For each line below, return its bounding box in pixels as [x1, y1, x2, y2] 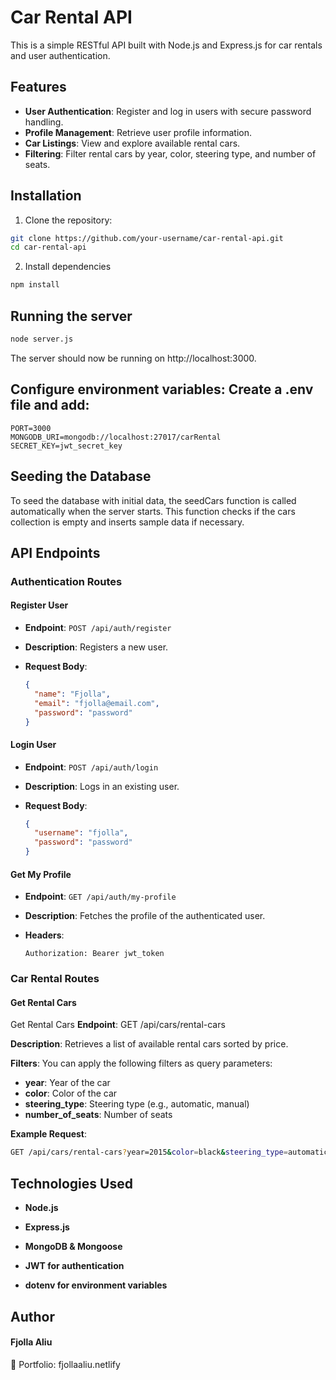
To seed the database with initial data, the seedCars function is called [10, 494, 297, 506]
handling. [24, 116, 64, 128]
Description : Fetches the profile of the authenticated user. [24, 910, 266, 922]
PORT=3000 [10, 423, 52, 433]
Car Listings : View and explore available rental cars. [24, 137, 241, 149]
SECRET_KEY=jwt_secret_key [10, 441, 123, 451]
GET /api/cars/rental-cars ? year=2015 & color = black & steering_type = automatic [10, 1147, 329, 1158]
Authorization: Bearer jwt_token [24, 949, 165, 959]
